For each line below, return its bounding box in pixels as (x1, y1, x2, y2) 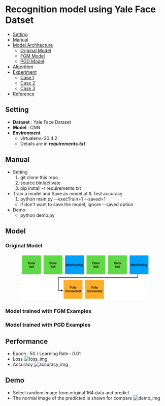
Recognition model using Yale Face (5, 4, 156, 15)
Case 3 (20, 85, 36, 91)
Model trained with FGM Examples (5, 308, 92, 315)
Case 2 (20, 80, 36, 86)
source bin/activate (20, 180, 61, 186)
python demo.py (20, 212, 55, 218)
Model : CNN (12, 124, 41, 130)
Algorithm (12, 64, 34, 70)
